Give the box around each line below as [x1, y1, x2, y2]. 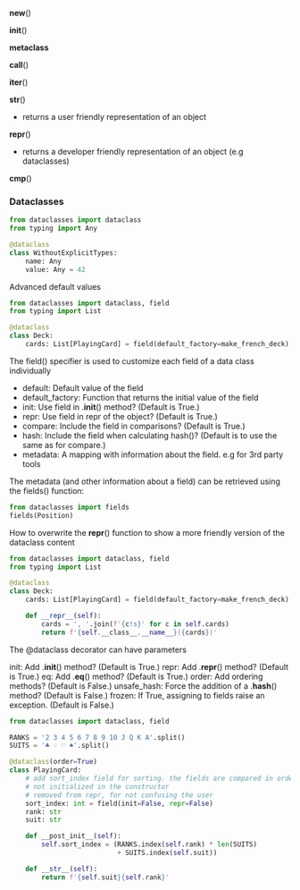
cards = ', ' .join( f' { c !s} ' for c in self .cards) [41, 619, 229, 629]
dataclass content [9, 537, 76, 547]
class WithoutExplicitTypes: [9, 248, 118, 258]
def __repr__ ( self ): [25, 612, 102, 621]
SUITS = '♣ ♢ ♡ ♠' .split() [9, 742, 110, 750]
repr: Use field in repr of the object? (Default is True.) [21, 411, 218, 421]
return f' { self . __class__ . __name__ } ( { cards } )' [41, 628, 218, 637]
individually [9, 365, 52, 376]
